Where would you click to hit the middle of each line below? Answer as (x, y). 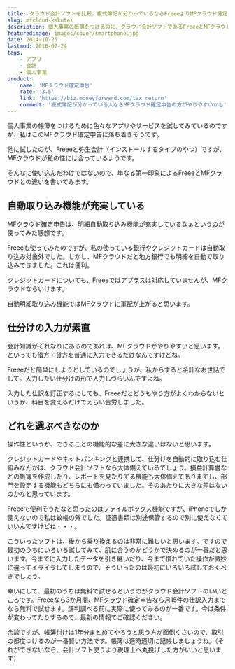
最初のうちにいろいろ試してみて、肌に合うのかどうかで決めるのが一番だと (114, 550)
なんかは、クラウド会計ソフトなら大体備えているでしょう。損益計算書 (120, 468)
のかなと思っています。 (41, 494)
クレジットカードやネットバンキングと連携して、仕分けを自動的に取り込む (114, 459)
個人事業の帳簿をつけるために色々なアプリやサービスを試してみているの (111, 125)
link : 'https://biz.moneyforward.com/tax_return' (94, 99)
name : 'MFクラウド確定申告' (56, 85)
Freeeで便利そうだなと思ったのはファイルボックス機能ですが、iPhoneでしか (117, 509)
